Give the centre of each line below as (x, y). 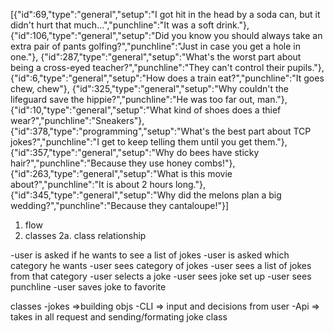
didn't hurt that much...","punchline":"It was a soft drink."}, (130, 25)
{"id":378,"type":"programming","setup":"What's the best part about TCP (161, 131)
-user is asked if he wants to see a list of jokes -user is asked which (150, 255)
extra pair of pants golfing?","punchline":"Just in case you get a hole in (155, 46)
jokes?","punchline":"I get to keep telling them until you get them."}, (149, 142)
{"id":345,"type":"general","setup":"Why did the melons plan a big (146, 195)
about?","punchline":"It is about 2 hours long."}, (108, 184)
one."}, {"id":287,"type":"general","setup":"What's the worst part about (156, 57)
